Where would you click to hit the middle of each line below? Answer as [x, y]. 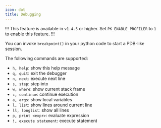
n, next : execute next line [39, 78]
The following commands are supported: [47, 58]
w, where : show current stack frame [49, 89]
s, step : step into [30, 84]
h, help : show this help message [46, 68]
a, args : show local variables [42, 99]
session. [14, 49]
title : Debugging [23, 14]
